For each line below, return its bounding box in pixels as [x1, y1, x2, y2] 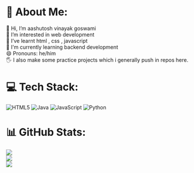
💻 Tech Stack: [6, 81, 79, 94]
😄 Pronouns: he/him [6, 49, 56, 56]
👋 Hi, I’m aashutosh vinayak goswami [6, 25, 96, 32]
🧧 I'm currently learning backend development [6, 44, 119, 51]
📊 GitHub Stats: [6, 126, 86, 139]
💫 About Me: [6, 5, 68, 19]
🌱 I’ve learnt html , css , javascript [6, 37, 88, 44]
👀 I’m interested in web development [6, 31, 95, 38]
